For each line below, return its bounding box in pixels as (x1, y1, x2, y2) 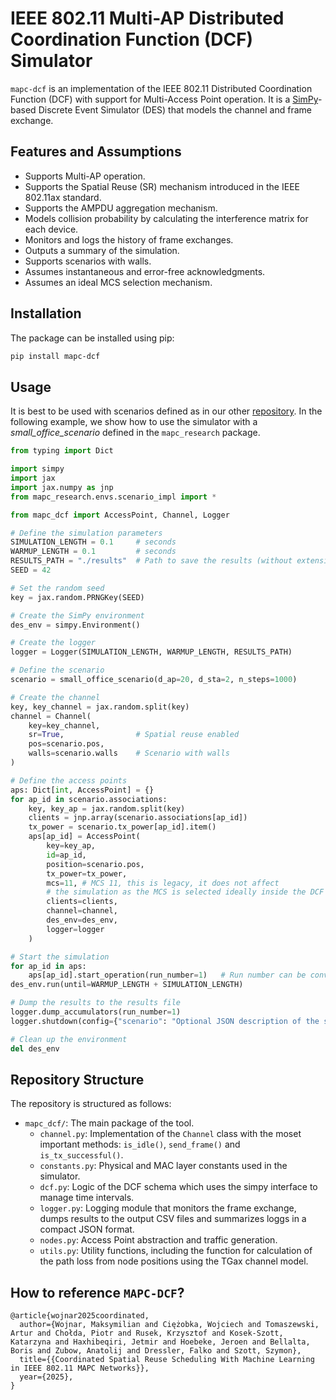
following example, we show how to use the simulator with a (10, 416, 258, 428)
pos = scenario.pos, (28, 739, 105, 749)
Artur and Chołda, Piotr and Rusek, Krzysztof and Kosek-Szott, (10, 1328, 284, 1339)
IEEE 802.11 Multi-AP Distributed (10, 7, 285, 30)
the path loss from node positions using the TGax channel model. (39, 1255, 309, 1267)
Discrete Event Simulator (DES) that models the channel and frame (38, 103, 312, 116)
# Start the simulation (10, 952, 110, 962)
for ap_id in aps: (10, 961, 87, 971)
